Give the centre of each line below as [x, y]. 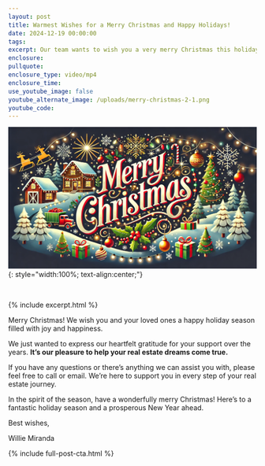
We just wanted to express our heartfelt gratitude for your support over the [129, 344]
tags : [17, 42]
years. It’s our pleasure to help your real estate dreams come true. [118, 352]
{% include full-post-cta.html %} [61, 453]
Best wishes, [29, 423]
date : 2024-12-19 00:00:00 [52, 33]
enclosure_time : [35, 83]
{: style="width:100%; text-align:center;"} [76, 275]
